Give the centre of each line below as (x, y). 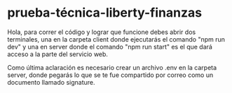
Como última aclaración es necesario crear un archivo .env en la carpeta (112, 67)
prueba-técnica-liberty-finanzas (104, 13)
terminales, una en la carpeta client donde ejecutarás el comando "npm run (116, 39)
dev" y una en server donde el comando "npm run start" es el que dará (110, 46)
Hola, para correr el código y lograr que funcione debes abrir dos (102, 32)
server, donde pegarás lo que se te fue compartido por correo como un (110, 75)
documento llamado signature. (51, 82)
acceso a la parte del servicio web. (58, 54)
